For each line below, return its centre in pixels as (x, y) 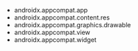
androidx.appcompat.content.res (62, 17)
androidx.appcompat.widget (55, 40)
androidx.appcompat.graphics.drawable (72, 25)
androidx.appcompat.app (51, 10)
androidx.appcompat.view (52, 32)
